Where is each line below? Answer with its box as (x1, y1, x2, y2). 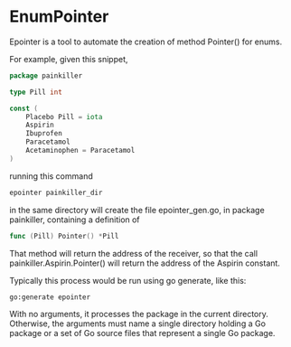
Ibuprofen (25, 129, 63, 138)
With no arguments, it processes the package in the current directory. (9, 309, 269, 320)
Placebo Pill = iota (25, 112, 103, 121)
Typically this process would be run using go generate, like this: (9, 275, 247, 286)
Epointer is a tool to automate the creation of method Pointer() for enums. (9, 36, 283, 47)
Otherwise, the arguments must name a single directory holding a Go (9, 318, 267, 329)
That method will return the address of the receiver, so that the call (9, 248, 258, 258)
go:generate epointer (9, 292, 91, 302)
